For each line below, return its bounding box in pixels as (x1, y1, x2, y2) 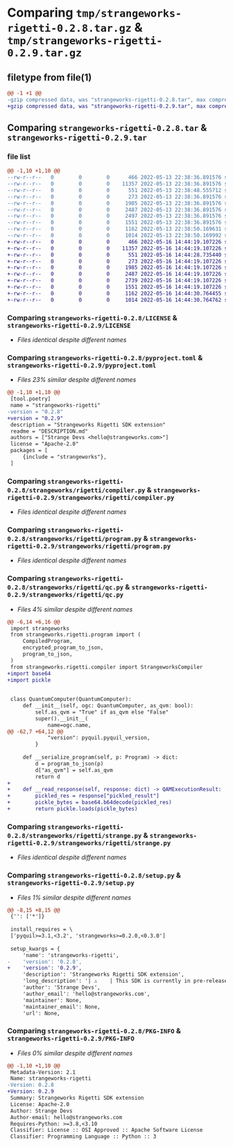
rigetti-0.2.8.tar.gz (7, 22, 132, 35)
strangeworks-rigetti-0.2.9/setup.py (7, 879, 135, 887)
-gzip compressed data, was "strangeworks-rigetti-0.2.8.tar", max (7, 96, 207, 103)
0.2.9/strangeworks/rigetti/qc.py (7, 591, 123, 599)
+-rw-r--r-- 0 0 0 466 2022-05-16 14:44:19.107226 (7, 238, 222, 245)
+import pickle (7, 676, 51, 684)
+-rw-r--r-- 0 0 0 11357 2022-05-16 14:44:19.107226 (7, 245, 222, 252)
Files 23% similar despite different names (17, 376, 137, 384)
